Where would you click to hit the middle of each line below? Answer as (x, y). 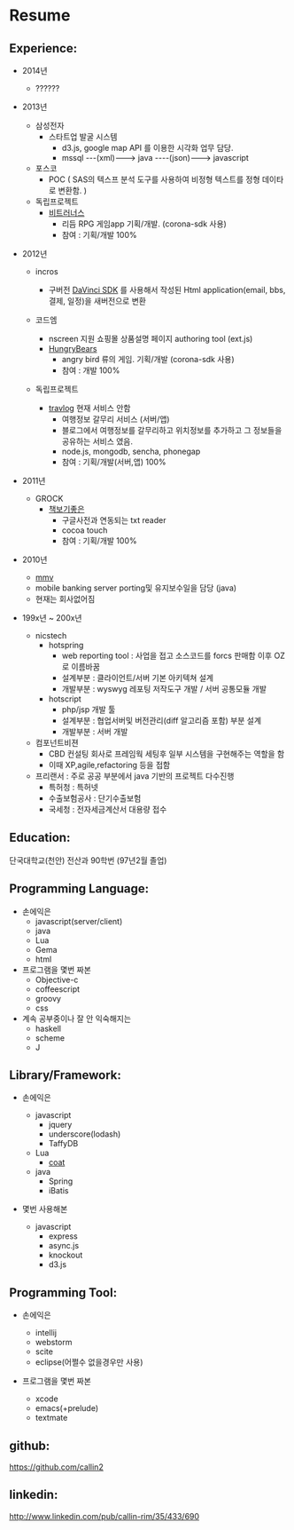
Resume (40, 16)
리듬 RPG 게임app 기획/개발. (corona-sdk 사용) (144, 224)
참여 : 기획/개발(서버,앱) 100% (114, 462)
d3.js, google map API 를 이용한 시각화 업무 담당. (147, 148)
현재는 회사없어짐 (65, 599)
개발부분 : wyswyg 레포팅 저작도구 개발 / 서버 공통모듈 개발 (164, 689)
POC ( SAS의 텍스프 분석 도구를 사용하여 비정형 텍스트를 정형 (154, 179)
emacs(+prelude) (67, 1408)
